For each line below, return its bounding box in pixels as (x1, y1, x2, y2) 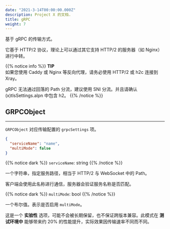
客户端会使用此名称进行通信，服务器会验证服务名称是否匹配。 (5, 180, 134, 187)
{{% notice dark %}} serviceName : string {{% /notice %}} (5, 160, 123, 166)
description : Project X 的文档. (5, 12, 71, 17)
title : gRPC (5, 17, 30, 22)
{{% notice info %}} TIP (5, 63, 55, 69)
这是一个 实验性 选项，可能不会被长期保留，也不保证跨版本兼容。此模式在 (5, 212, 158, 218)
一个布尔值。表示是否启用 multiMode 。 (5, 201, 85, 207)
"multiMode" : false (10, 146, 51, 151)
